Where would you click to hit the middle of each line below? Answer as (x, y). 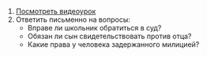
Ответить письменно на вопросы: (73, 20)
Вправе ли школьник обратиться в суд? (94, 28)
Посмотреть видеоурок (56, 11)
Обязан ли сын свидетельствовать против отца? (109, 36)
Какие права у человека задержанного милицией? (113, 45)
